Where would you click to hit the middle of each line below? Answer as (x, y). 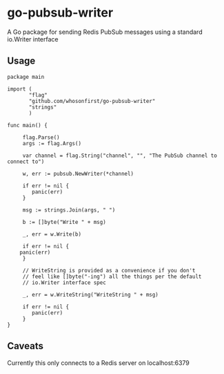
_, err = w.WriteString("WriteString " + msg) (90, 294)
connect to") (26, 161)
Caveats (25, 346)
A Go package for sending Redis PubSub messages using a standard (105, 32)
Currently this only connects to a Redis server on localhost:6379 (98, 363)
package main (26, 77)
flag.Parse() (41, 137)
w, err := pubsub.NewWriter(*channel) (78, 174)
